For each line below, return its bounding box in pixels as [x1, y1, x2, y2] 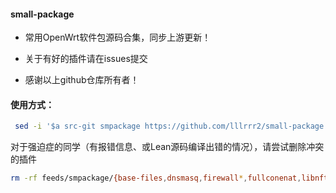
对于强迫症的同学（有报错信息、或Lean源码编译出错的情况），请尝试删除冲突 [10, 141, 325, 153]
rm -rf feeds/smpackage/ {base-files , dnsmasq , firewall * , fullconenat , [10, 173, 302, 184]
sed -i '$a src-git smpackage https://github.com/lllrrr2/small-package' [14, 121, 329, 132]
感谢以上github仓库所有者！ [24, 74, 140, 86]
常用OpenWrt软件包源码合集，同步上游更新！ [24, 31, 212, 44]
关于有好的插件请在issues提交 [24, 53, 148, 65]
